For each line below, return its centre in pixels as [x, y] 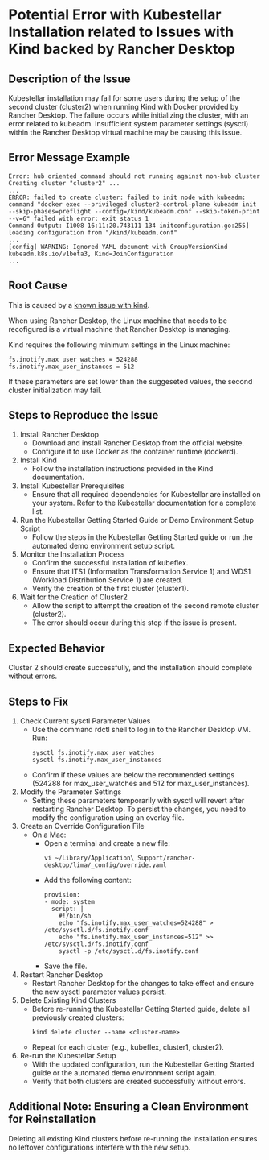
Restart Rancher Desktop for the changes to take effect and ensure [143, 984]
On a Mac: [49, 835]
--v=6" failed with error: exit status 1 [79, 218]
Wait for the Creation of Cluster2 [74, 597]
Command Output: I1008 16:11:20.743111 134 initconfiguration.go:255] [129, 226]
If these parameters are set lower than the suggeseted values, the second [130, 381]
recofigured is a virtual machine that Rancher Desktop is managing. [120, 329]
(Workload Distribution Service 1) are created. [107, 580]
